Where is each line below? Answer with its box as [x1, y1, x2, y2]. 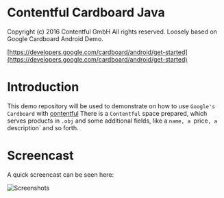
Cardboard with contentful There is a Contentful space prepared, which [7, 109, 208, 117]
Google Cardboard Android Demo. [7, 34, 104, 42]
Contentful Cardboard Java [7, 5, 166, 21]
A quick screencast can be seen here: [7, 170, 114, 179]
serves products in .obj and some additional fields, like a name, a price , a [7, 116, 218, 125]
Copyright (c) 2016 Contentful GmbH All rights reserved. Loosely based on [7, 27, 218, 36]
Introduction [7, 79, 79, 95]
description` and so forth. [7, 123, 79, 132]
